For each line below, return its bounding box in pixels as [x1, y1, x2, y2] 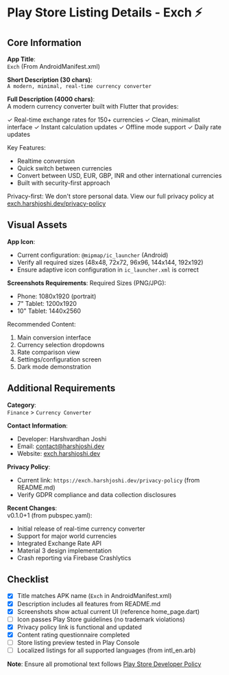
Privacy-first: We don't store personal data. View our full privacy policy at [7, 192, 215, 200]
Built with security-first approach [16, 179, 111, 187]
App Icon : [7, 237, 36, 245]
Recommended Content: [7, 320, 76, 328]
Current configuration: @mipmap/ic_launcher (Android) [16, 251, 169, 259]
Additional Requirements [7, 382, 116, 395]
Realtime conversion [16, 157, 75, 165]
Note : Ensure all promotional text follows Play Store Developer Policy [7, 660, 202, 668]
